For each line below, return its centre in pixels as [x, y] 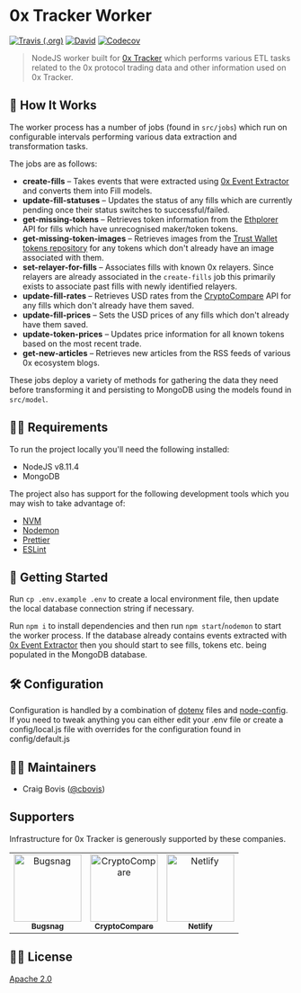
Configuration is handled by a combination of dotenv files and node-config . [149, 711]
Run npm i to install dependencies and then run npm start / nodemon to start [145, 626]
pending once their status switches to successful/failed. [126, 210]
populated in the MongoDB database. [79, 655]
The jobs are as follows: [53, 164]
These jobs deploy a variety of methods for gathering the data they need [144, 380]
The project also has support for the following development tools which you [149, 493]
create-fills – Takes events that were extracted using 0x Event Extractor [155, 181]
